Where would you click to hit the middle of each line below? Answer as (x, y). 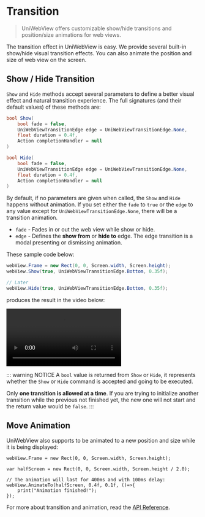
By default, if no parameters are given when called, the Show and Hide (93, 198)
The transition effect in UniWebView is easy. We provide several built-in (96, 47)
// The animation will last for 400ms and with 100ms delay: (86, 480)
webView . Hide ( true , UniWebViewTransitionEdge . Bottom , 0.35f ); (87, 288)
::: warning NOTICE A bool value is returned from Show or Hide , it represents (101, 375)
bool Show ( (20, 118)
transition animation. (32, 218)
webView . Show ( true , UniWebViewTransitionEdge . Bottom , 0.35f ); (87, 271)
